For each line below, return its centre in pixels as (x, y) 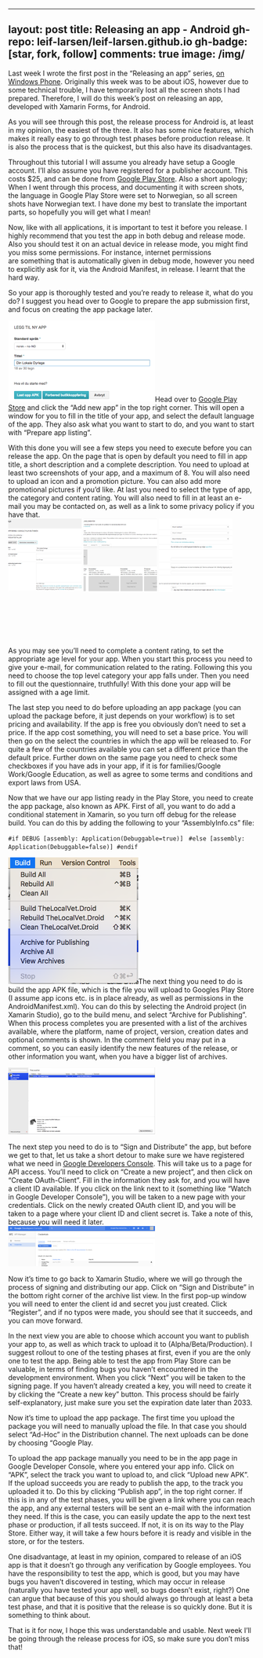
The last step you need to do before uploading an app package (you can (124, 707)
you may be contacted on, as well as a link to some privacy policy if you (139, 506)
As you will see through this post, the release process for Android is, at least (131, 122)
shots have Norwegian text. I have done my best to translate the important (128, 203)
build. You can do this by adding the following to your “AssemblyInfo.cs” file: (131, 822)
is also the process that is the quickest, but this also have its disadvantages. (130, 147)
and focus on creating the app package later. (80, 309)
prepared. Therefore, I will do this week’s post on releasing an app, (115, 98)
